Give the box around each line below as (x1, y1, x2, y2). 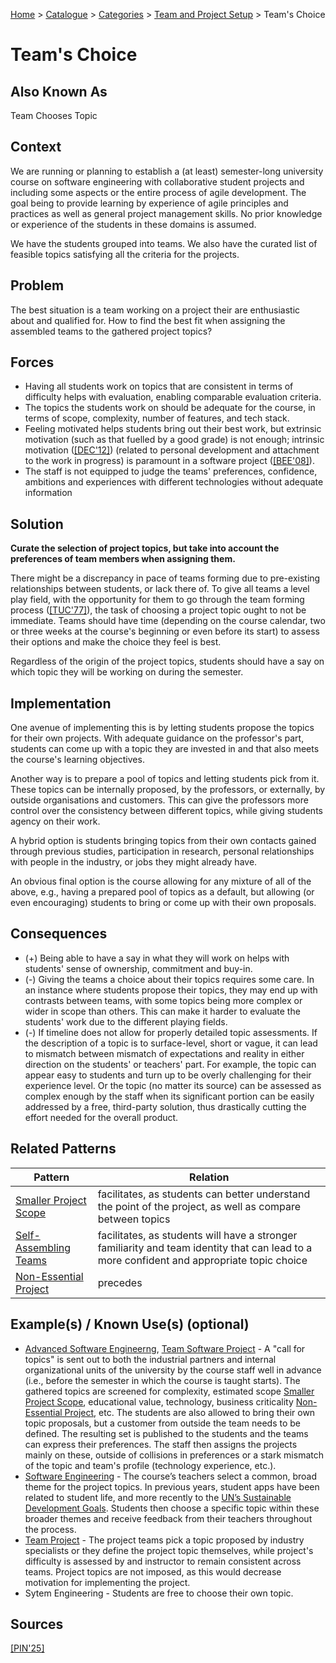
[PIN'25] (10, 1642, 45, 1654)
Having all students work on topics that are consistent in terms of (24, 380, 294, 393)
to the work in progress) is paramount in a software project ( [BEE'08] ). (24, 455, 315, 467)
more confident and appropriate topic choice (97, 1253, 308, 1267)
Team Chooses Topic (10, 110, 98, 121)
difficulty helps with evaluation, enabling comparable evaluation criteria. (24, 391, 322, 403)
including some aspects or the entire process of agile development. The (10, 186, 307, 198)
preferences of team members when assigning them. (10, 553, 236, 565)
